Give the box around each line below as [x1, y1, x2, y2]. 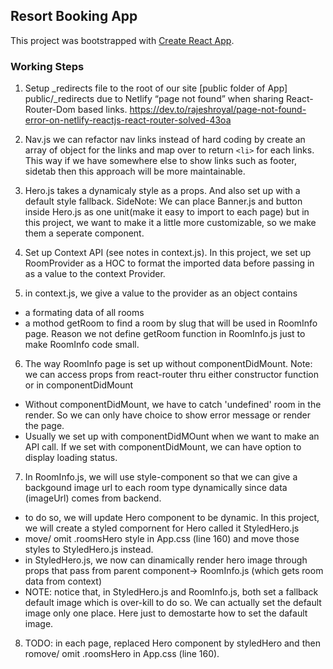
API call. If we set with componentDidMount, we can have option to [24, 441, 302, 453]
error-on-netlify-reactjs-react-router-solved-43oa [24, 114, 232, 126]
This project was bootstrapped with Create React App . [10, 34, 235, 46]
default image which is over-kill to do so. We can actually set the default [24, 597, 322, 609]
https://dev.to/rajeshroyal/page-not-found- [129, 104, 307, 116]
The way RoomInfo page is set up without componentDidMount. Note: [24, 358, 313, 370]
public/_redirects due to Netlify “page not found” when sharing [24, 93, 285, 105]
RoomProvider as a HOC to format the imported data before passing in [24, 257, 315, 269]
